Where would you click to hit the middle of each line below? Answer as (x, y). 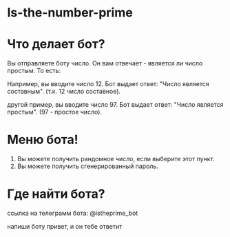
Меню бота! (43, 140)
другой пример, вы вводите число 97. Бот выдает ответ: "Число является (115, 105)
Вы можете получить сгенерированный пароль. (87, 166)
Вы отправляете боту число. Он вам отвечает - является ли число (105, 63)
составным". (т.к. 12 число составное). (64, 92)
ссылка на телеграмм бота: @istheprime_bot (73, 213)
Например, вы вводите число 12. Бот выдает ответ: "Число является (108, 84)
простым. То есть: (34, 71)
